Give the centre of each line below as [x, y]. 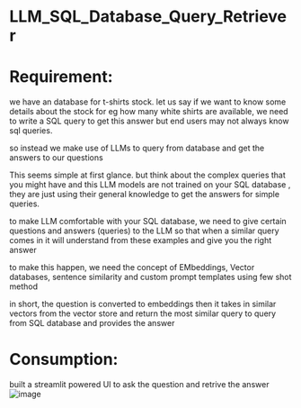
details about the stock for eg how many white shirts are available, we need [149, 112]
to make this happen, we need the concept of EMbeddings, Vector [132, 267]
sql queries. [31, 131]
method [24, 286]
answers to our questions [56, 158]
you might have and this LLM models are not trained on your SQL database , [150, 185]
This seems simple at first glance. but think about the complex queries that [147, 175]
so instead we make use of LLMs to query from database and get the [137, 148]
